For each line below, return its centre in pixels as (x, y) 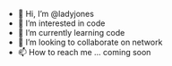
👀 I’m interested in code (61, 23)
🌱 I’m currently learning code (71, 33)
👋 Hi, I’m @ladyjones (56, 14)
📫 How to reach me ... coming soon (84, 52)
